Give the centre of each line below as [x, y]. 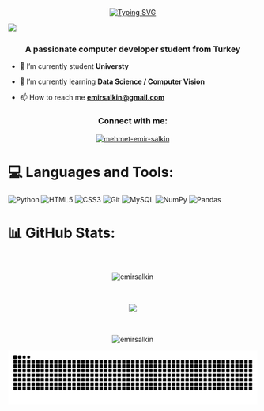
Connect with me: [133, 121]
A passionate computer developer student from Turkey [133, 49]
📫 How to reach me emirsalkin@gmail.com [92, 97]
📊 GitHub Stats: [62, 233]
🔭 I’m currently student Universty [74, 66]
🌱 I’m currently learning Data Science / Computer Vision [112, 81]
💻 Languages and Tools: [91, 172]
